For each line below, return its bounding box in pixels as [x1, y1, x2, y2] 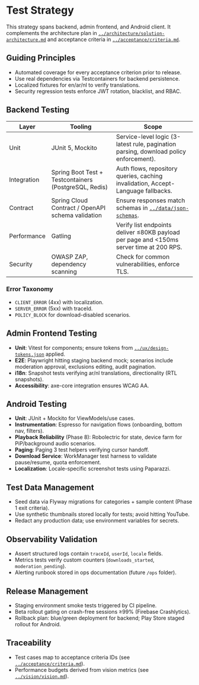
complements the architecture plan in [6, 29, 98, 36]
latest [115, 140, 131, 148]
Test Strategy [6, 4, 74, 17]
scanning [51, 267, 77, 276]
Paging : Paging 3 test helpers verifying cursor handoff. [14, 446, 149, 454]
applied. [45, 351, 66, 358]
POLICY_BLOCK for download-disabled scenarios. [14, 311, 131, 318]
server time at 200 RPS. [115, 243, 182, 251]
